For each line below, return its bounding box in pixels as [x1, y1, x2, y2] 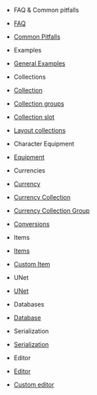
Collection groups [13, 99, 65, 108]
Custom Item [13, 260, 50, 268]
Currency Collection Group [13, 206, 90, 215]
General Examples [13, 59, 65, 68]
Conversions [13, 220, 50, 228]
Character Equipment [13, 139, 74, 148]
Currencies [13, 166, 46, 175]
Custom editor [13, 380, 54, 389]
